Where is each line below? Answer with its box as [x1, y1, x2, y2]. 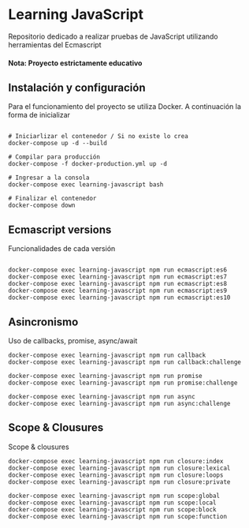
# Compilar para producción [8, 153, 101, 161]
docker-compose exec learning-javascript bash [8, 181, 164, 189]
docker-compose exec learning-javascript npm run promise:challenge [8, 379, 238, 387]
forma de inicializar [8, 110, 71, 120]
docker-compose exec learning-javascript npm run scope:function [8, 512, 227, 520]
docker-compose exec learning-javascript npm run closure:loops [8, 471, 224, 479]
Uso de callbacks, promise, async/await [8, 335, 138, 345]
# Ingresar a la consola [8, 174, 90, 182]
